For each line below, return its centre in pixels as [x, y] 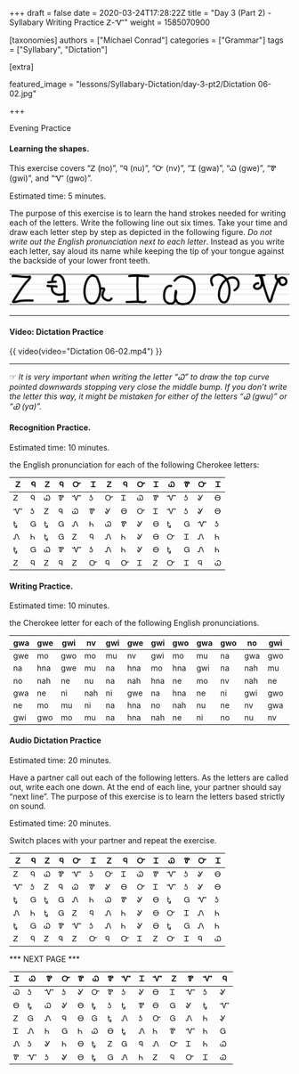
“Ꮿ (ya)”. [26, 407]
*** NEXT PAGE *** [44, 959]
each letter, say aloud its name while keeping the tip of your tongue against [147, 251]
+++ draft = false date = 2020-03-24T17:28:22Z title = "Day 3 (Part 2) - [140, 13]
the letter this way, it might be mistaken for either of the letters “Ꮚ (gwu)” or [148, 396]
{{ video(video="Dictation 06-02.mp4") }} [86, 352]
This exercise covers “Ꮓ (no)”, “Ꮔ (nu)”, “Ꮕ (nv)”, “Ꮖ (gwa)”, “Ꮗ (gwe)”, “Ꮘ [143, 168]
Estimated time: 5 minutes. [58, 196]
